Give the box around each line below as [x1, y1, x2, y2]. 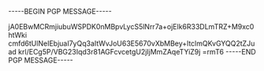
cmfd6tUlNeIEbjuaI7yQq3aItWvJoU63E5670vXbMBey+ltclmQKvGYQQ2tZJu [8, 39, 255, 48]
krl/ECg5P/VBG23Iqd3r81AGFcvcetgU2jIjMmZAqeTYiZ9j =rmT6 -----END [18, 47, 256, 56]
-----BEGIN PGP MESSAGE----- [8, 7, 112, 16]
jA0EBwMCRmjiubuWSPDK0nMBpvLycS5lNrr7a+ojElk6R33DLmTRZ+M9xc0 [8, 22, 255, 31]
